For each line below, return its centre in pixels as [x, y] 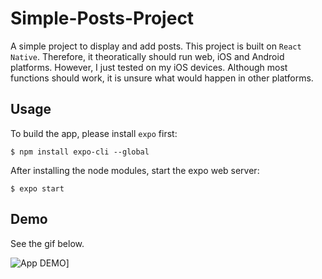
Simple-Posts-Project [102, 18]
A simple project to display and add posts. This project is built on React [156, 46]
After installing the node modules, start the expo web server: [135, 170]
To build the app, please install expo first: [94, 133]
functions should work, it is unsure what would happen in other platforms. [162, 78]
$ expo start [37, 188]
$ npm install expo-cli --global [80, 152]
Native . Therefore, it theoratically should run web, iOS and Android [147, 56]
